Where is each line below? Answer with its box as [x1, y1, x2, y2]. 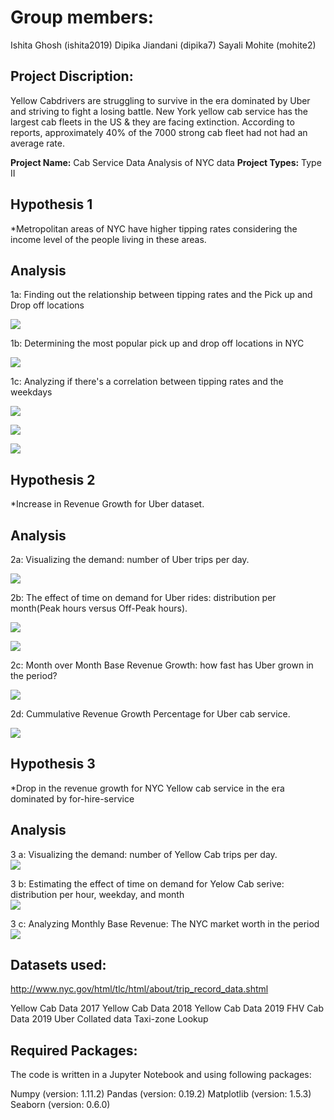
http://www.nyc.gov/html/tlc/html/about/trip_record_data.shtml [10, 983, 269, 995]
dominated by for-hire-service [10, 792, 135, 805]
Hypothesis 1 [10, 196, 93, 213]
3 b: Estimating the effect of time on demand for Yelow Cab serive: [10, 877, 285, 890]
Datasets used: [10, 957, 107, 974]
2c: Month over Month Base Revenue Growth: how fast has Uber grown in [10, 659, 314, 671]
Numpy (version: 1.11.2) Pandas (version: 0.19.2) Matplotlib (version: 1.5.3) [10, 1088, 312, 1100]
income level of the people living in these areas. [10, 233, 207, 245]
